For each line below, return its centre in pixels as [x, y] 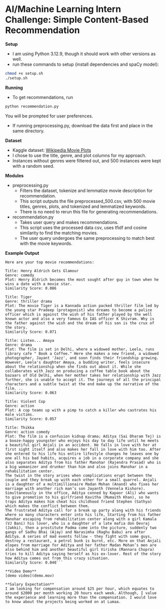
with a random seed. [33, 166]
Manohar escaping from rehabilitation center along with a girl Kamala [81, 519]
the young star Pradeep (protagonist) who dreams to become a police [79, 310]
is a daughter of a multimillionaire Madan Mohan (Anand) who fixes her [82, 484]
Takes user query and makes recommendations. [69, 222]
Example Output [22, 253]
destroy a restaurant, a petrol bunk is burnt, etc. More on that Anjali [83, 541]
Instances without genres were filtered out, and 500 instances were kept [87, 161]
